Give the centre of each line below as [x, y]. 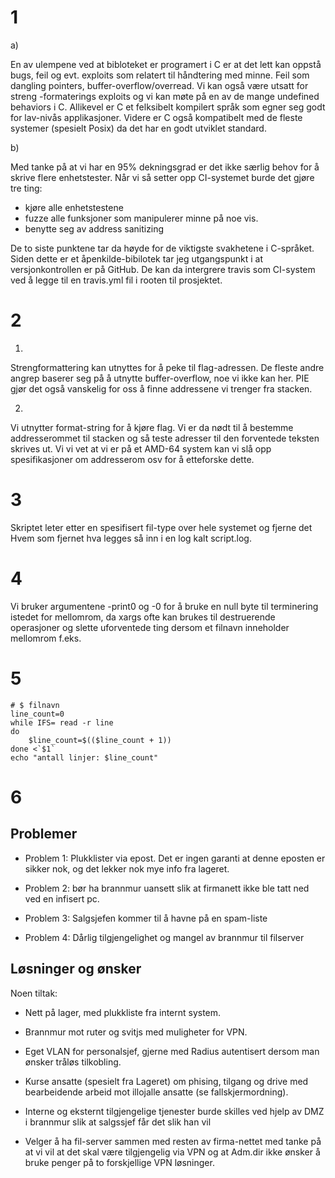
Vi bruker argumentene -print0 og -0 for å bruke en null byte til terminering [164, 606]
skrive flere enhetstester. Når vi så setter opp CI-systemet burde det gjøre [162, 177]
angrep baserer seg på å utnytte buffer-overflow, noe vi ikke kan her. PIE [160, 378]
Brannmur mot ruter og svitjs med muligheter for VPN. [136, 1032]
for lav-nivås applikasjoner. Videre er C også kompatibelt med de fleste [156, 117]
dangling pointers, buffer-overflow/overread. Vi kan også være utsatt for [159, 85]
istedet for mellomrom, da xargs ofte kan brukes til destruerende [143, 617]
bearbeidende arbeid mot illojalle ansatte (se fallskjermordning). [156, 1092]
